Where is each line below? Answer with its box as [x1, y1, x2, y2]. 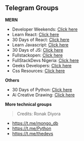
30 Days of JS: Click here [12, 47, 63, 53]
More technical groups [5, 101, 52, 107]
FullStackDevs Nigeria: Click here [12, 57, 79, 63]
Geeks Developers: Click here [12, 62, 72, 68]
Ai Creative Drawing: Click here [12, 92, 75, 98]
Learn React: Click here [12, 31, 59, 37]
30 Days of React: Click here [12, 37, 69, 42]
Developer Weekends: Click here [12, 26, 78, 32]
